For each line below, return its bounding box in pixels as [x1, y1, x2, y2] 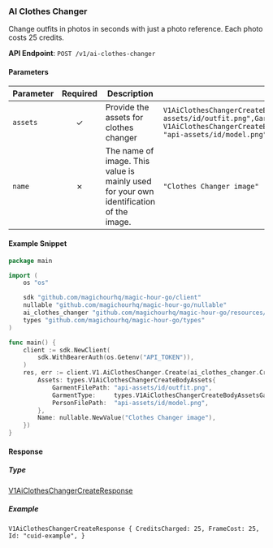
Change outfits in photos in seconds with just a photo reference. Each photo [8, 24, 263, 34]
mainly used [105, 175, 152, 187]
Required [61, 88, 97, 99]
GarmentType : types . [51, 391, 136, 399]
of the [105, 205, 128, 217]
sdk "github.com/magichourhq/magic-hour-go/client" [23, 294, 201, 302]
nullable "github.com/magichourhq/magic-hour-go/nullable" [23, 301, 227, 309]
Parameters [8, 67, 49, 76]
